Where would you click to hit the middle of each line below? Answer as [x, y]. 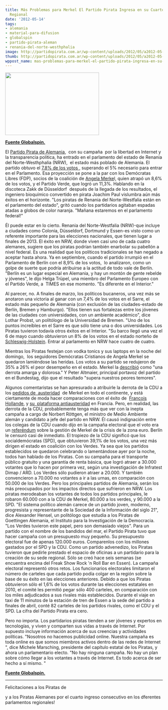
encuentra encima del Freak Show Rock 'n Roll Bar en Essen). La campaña [82, 563]
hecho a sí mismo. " [25, 663]
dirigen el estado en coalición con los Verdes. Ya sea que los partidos [77, 446]
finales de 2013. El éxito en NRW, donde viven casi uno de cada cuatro [78, 241]
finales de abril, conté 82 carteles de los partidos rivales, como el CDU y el [82, 606]
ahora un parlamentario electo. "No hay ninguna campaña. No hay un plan [82, 653]
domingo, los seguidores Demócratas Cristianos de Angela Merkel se [77, 357]
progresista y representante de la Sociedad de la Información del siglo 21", [82, 510]
